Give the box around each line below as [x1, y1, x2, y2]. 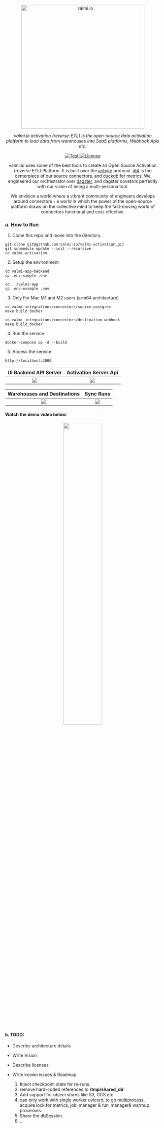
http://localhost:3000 [5, 358, 52, 363]
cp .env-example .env [5, 286, 50, 292]
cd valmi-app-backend [5, 269, 50, 274]
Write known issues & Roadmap [12, 1072, 77, 1078]
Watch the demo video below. [5, 411, 67, 417]
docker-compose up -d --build [5, 340, 67, 345]
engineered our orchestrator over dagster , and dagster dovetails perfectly [8, 178, 158, 184]
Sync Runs [84, 391, 111, 397]
